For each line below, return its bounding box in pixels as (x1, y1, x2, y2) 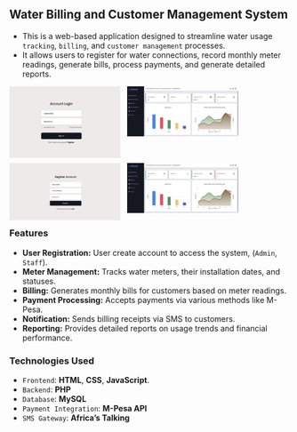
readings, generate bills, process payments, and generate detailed (21, 59, 266, 69)
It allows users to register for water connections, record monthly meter (21, 49, 282, 60)
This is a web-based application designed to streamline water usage (21, 30, 273, 41)
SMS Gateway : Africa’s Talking (21, 412, 131, 423)
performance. (21, 332, 73, 343)
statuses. (21, 276, 56, 286)
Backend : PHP (21, 384, 71, 395)
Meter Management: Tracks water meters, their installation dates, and (21, 266, 280, 276)
